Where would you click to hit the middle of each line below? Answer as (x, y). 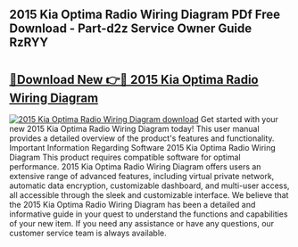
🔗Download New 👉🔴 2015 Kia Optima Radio (134, 79)
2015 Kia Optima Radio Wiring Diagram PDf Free (145, 15)
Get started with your (240, 119)
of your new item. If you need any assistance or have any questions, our (142, 223)
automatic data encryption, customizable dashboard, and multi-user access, (149, 185)
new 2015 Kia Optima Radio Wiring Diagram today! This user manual (135, 129)
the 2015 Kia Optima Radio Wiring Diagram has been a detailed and (132, 205)
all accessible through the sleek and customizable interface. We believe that (149, 195)
